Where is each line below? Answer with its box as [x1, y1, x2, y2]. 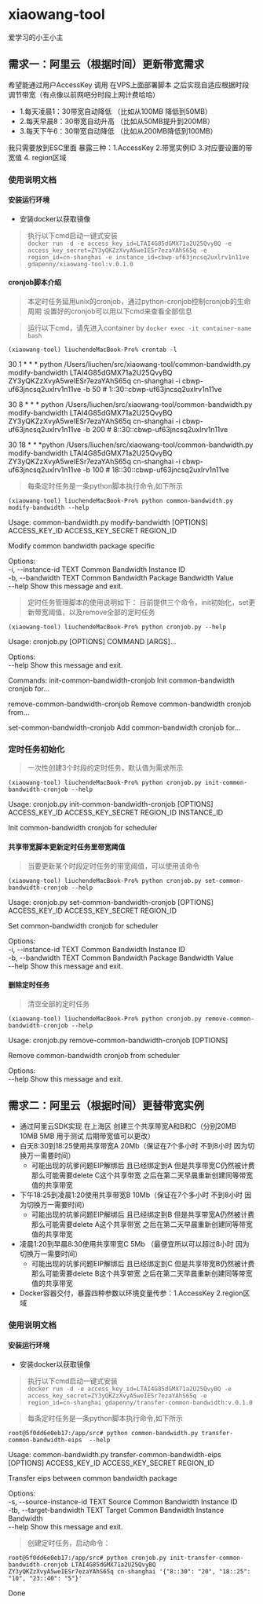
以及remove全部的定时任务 [68, 607, 155, 617]
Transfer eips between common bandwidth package [8, 1473, 178, 1482]
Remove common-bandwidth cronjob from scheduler [8, 1050, 181, 1060]
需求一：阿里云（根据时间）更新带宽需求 [8, 57, 204, 71]
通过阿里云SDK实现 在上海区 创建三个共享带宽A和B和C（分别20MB [19, 1121, 237, 1130]
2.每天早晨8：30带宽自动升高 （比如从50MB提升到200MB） [19, 116, 214, 126]
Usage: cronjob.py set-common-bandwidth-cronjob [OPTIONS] [8, 897, 214, 906]
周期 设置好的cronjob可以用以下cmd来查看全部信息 [27, 306, 192, 316]
